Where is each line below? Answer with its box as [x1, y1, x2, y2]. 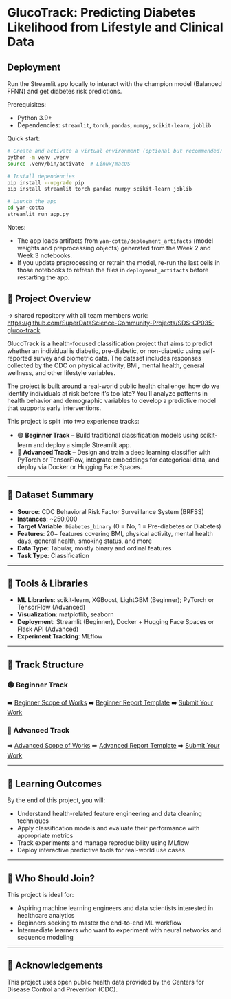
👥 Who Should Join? [7, 872, 95, 884]
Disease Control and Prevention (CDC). [7, 985, 118, 993]
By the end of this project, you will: [7, 796, 105, 804]
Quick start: [7, 134, 40, 142]
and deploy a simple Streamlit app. [33, 440, 132, 449]
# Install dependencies [7, 173, 76, 180]
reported [7, 354, 32, 362]
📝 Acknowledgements [7, 960, 104, 971]
